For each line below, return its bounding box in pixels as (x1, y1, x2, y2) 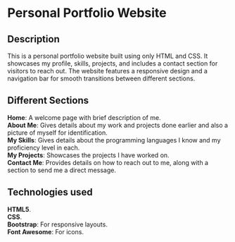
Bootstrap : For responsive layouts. (7, 220, 108, 229)
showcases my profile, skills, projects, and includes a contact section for (7, 59, 218, 68)
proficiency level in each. (7, 143, 80, 152)
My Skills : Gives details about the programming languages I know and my (7, 135, 221, 144)
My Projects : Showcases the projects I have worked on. (7, 150, 170, 159)
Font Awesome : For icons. (7, 227, 84, 236)
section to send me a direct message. (7, 166, 116, 174)
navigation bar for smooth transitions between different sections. (7, 74, 196, 83)
